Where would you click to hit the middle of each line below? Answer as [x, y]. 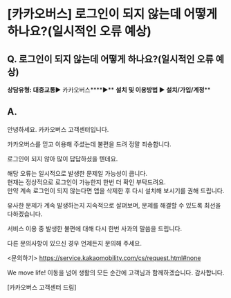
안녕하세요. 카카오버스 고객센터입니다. [58, 129]
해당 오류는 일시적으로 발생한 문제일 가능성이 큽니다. [77, 173]
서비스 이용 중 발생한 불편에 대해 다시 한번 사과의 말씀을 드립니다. [95, 228]
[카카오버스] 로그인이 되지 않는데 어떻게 [112, 14]
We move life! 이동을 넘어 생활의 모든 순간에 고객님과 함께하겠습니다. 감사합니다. [116, 272]
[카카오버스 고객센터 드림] [42, 287]
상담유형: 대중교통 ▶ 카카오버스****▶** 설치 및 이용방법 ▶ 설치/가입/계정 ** [109, 90]
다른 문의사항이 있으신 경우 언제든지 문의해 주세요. [75, 243]
